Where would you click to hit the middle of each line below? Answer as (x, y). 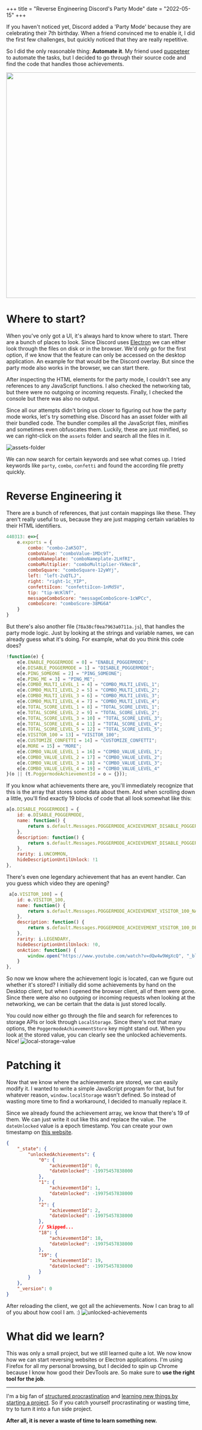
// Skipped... (56, 1227)
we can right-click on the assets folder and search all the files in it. (89, 436)
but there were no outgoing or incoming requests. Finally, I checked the (95, 392)
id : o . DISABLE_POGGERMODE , (51, 815)
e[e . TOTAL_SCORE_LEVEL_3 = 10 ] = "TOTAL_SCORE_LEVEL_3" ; (90, 718)
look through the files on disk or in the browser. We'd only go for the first (96, 348)
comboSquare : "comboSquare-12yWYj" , (74, 570)
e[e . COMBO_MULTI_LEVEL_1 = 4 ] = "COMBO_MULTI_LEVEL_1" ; (89, 685)
